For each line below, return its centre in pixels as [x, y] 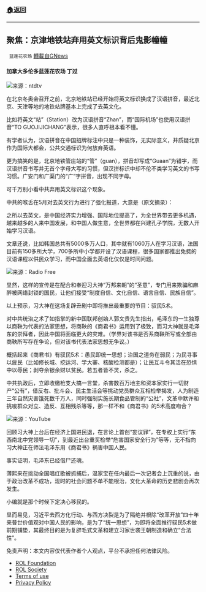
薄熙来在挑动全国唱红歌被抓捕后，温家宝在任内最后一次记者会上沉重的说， [100, 474]
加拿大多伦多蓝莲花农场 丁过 [42, 71]
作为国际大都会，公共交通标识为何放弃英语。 [63, 148]
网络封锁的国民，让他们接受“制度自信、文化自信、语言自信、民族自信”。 [108, 293]
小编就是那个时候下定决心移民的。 [49, 502]
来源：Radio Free [34, 272]
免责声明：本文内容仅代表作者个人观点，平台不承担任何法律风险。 [90, 551]
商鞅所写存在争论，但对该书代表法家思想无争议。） [70, 342]
